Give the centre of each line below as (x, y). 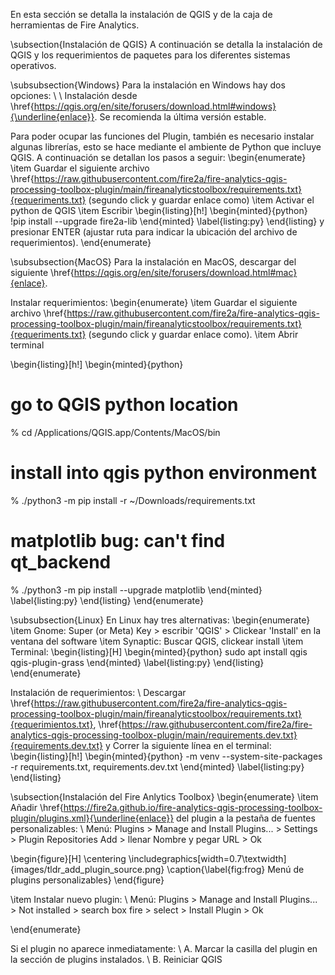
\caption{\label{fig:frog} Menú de (235, 869)
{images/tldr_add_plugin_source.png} (87, 869)
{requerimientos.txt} (52, 724)
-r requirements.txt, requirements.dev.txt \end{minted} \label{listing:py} (157, 766)
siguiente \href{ (42, 272)
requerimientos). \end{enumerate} (81, 242)
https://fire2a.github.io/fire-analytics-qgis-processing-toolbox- (193, 807)
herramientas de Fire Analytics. (75, 25)
